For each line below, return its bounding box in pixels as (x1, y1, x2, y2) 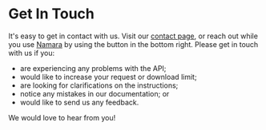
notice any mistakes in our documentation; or (19, 89, 170, 98)
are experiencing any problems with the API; (19, 63, 167, 73)
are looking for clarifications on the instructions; (19, 81, 179, 90)
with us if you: (8, 48, 55, 57)
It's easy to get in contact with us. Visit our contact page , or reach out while (8, 31, 259, 41)
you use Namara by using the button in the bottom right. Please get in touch (8, 39, 259, 49)
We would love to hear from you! (8, 112, 116, 122)
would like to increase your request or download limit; (19, 72, 198, 81)
